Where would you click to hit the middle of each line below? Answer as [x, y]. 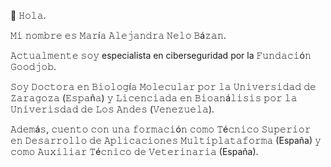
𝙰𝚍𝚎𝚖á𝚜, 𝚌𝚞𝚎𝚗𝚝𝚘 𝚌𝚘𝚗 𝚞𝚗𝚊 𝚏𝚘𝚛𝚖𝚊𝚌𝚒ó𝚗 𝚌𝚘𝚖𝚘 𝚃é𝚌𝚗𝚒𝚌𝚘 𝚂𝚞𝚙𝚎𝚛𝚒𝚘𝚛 [161, 129]
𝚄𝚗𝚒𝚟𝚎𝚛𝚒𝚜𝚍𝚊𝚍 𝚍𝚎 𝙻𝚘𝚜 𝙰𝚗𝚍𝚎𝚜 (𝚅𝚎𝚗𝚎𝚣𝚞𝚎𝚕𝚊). [112, 109]
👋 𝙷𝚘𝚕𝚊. [28, 15]
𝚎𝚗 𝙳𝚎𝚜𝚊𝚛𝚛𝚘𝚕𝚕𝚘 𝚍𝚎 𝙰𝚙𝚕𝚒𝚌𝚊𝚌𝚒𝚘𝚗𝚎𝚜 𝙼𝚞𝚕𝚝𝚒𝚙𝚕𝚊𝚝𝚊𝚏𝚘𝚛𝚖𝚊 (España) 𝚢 [166, 140]
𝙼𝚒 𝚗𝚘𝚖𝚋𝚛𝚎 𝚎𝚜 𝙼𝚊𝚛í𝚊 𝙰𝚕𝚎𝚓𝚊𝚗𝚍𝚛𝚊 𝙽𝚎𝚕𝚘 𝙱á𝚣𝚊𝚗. [118, 35]
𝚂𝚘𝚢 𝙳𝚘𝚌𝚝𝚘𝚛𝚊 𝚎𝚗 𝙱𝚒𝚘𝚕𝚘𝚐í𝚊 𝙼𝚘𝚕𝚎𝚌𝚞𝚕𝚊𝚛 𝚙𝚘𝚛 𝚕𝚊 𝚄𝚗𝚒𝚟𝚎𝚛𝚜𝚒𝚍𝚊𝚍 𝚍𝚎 [163, 86]
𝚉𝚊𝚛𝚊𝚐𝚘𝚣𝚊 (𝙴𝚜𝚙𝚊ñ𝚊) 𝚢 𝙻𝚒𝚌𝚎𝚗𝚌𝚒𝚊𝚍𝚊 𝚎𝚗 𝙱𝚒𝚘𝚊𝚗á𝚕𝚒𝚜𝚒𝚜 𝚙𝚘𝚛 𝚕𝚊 [154, 98]
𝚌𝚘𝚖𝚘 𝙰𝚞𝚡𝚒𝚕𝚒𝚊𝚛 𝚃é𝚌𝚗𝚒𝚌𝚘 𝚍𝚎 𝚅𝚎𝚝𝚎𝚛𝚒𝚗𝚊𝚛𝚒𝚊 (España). [134, 151]
